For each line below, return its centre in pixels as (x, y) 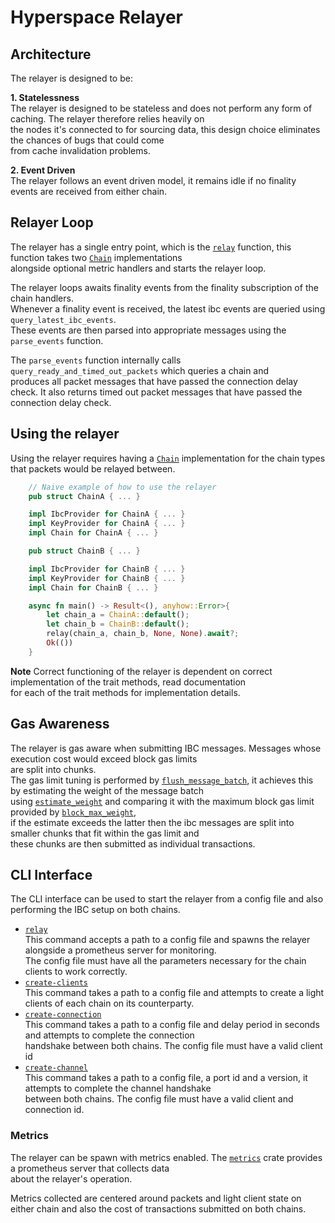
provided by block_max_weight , (73, 812)
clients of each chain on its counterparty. (109, 1003)
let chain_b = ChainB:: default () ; (118, 624)
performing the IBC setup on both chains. (95, 910)
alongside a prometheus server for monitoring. (120, 950)
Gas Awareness (60, 724)
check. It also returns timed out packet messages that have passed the (156, 392)
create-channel (56, 1068)
